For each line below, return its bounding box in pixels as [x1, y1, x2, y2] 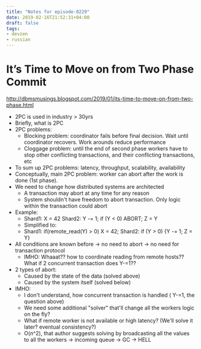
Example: [14, 208, 38, 216]
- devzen [6, 31, 28, 37]
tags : [6, 25, 20, 32]
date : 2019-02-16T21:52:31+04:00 [6, 14, 90, 20]
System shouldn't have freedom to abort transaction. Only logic [23, 195, 181, 203]
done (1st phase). [14, 176, 58, 183]
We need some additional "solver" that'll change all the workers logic [23, 304, 195, 311]
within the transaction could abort [23, 202, 108, 209]
